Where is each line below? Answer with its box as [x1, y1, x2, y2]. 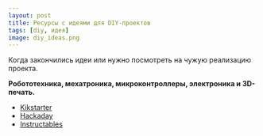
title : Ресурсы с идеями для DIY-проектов [8, 19, 151, 27]
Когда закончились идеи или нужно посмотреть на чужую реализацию [8, 55, 252, 65]
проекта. [8, 64, 38, 74]
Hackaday [19, 111, 53, 121]
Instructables [19, 119, 64, 129]
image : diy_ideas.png [8, 33, 80, 42]
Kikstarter [19, 103, 52, 112]
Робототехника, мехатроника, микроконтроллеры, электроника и [8, 79, 241, 89]
